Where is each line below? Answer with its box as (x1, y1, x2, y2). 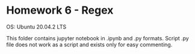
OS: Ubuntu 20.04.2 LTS (6, 23, 67, 30)
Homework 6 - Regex (6, 4, 114, 17)
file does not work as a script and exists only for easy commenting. (6, 41, 173, 48)
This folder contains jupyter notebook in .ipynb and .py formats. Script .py (6, 34, 190, 42)
